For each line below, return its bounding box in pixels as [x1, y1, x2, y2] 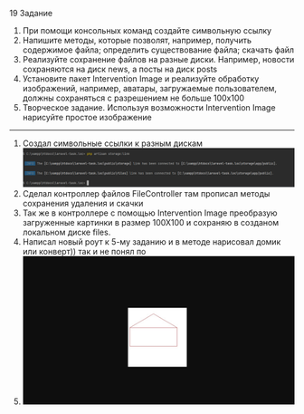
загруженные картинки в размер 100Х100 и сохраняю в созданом [22, 217, 279, 228]
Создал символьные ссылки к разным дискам [22, 138, 204, 149]
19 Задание [9, 8, 52, 18]
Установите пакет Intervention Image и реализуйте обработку [22, 73, 260, 84]
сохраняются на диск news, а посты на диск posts [22, 63, 218, 74]
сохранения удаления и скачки [22, 198, 144, 209]
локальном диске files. [22, 226, 111, 238]
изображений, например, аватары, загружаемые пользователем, [22, 83, 278, 93]
